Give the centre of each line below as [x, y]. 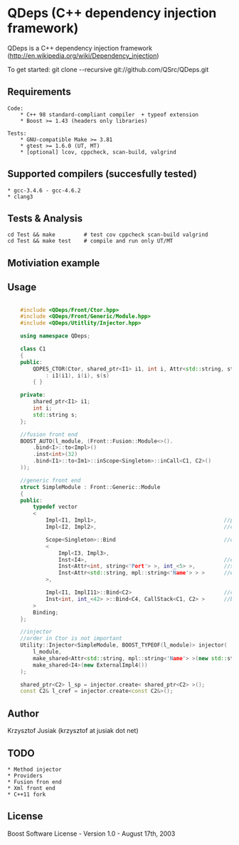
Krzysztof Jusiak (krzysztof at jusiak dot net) [73, 731]
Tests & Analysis [45, 218]
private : [33, 395]
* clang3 [20, 197]
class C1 [33, 349]
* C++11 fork [27, 794]
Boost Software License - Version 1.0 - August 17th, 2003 [91, 834]
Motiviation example [54, 263]
